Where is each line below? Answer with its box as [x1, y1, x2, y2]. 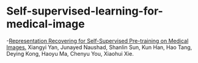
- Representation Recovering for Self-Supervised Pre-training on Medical [6, 37, 189, 44]
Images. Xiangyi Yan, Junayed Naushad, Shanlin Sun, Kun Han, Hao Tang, [6, 44, 193, 51]
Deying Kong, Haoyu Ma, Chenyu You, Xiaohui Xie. [6, 50, 134, 57]
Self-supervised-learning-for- [6, 4, 163, 18]
